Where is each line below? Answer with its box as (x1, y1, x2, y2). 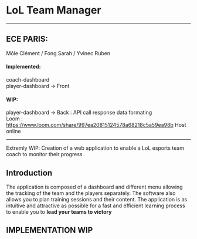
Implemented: (6, 63, 41, 70)
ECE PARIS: (6, 34, 49, 44)
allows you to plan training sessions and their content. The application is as (6, 196, 188, 203)
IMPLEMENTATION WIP (6, 225, 93, 235)
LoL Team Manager (6, 4, 101, 17)
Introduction (6, 168, 53, 178)
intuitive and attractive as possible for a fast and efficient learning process (6, 202, 186, 209)
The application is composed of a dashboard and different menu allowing (6, 183, 183, 190)
